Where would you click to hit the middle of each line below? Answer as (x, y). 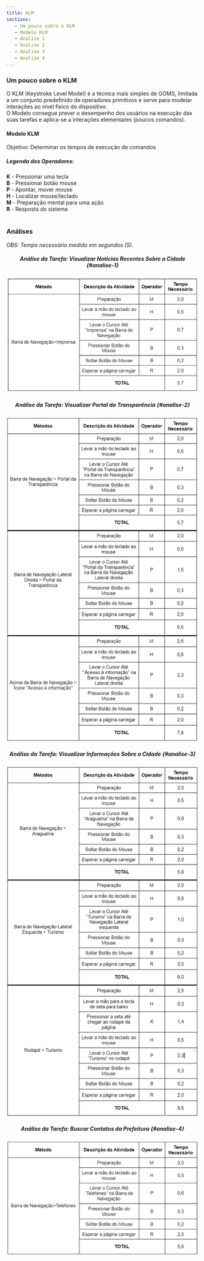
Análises (20, 231)
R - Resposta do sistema (37, 209)
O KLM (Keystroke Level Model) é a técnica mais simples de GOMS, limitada (102, 94)
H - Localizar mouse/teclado (42, 196)
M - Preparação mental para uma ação (55, 203)
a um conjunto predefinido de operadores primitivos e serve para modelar (99, 100)
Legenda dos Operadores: (40, 161)
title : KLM (20, 13)
